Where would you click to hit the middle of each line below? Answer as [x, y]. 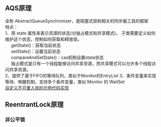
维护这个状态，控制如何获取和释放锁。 [43, 39]
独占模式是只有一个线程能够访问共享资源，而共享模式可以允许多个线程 [81, 63]
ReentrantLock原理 [34, 105]
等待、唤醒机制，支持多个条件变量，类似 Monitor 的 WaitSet [65, 82]
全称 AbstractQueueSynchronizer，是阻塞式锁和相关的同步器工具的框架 [77, 21]
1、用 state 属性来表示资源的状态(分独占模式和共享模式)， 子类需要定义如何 [80, 33]
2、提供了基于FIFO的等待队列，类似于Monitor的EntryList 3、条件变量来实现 [81, 75]
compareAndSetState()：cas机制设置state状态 [57, 57]
